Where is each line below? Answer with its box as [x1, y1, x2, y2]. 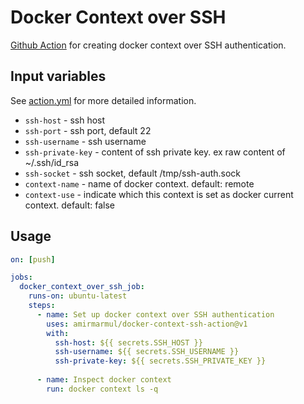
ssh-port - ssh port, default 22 [24, 124, 152, 136]
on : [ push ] [10, 254, 56, 265]
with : [46, 328, 70, 338]
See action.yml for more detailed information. [10, 94, 197, 106]
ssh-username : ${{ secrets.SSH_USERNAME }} [54, 347, 240, 357]
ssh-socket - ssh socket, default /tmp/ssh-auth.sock [24, 167, 242, 179]
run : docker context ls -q [46, 384, 159, 394]
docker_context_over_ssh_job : [19, 282, 145, 292]
